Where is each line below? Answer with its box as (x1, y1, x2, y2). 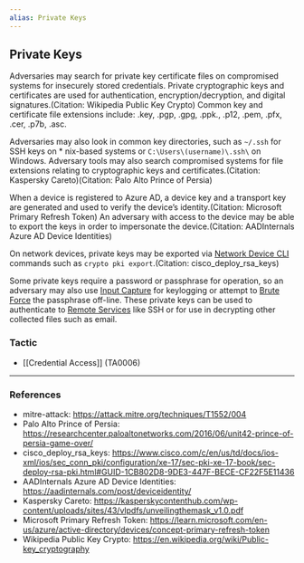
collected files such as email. (9, 314, 118, 325)
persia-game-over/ (22, 438, 93, 449)
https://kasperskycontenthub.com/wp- (93, 495, 239, 507)
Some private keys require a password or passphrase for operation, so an (9, 275, 284, 286)
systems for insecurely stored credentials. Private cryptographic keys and (9, 81, 285, 91)
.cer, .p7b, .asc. (9, 119, 67, 129)
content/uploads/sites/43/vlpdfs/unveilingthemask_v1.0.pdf (22, 505, 244, 516)
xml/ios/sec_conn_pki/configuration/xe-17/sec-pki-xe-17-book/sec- (22, 457, 276, 468)
